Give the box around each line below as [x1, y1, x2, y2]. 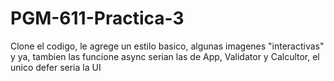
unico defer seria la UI [10, 61, 102, 73]
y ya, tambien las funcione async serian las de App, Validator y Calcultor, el [10, 50, 320, 62]
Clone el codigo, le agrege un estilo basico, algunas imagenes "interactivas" [10, 40, 325, 52]
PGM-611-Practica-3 [10, 7, 185, 30]
